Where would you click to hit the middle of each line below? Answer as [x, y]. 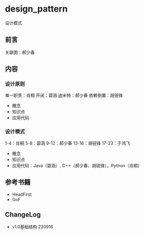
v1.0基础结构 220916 [32, 227]
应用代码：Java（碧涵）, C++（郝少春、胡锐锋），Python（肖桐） [77, 165]
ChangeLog [23, 214]
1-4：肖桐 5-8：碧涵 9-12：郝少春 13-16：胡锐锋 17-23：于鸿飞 [68, 143]
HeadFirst [22, 194]
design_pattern [36, 9]
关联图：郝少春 [20, 52]
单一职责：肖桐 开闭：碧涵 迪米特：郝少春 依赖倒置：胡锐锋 [64, 95]
